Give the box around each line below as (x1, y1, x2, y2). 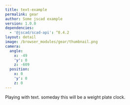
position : (9, 67, 30, 72)
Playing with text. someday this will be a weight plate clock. (5, 94, 126, 100)
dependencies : (5, 26, 34, 31)
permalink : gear (5, 12, 38, 17)
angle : (9, 48, 23, 53)
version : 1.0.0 (5, 21, 36, 26)
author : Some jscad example (5, 16, 63, 21)
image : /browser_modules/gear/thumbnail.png (5, 39, 98, 44)
